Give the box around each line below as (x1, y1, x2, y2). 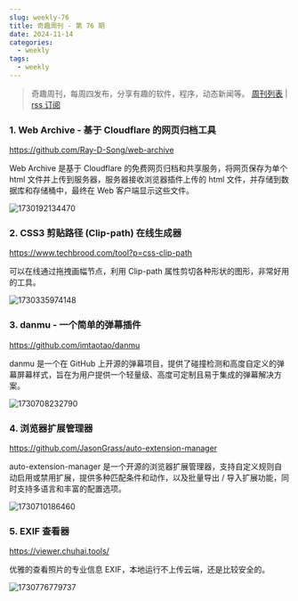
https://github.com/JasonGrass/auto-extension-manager (9, 443, 218, 454)
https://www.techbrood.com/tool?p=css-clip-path (9, 248, 193, 258)
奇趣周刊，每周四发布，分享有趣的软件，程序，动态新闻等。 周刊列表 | (30, 88, 288, 99)
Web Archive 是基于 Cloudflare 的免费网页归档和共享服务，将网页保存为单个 (9, 163, 288, 174)
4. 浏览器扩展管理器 (9, 422, 93, 435)
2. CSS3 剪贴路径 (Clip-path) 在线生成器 (9, 227, 182, 240)
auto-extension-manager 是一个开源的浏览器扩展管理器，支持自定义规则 (9, 461, 275, 472)
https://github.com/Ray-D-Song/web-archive (9, 144, 174, 156)
